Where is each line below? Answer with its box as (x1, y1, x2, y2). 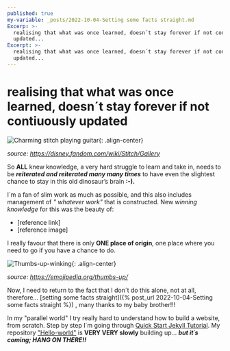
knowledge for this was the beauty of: (7, 205, 114, 213)
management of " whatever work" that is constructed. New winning (7, 197, 197, 206)
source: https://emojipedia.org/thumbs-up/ (7, 272, 129, 281)
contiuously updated (7, 113, 128, 129)
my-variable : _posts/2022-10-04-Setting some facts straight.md (7, 16, 194, 23)
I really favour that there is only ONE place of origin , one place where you (7, 239, 215, 247)
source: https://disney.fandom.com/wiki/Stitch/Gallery (7, 149, 161, 158)
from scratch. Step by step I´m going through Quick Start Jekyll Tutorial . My (7, 321, 220, 329)
